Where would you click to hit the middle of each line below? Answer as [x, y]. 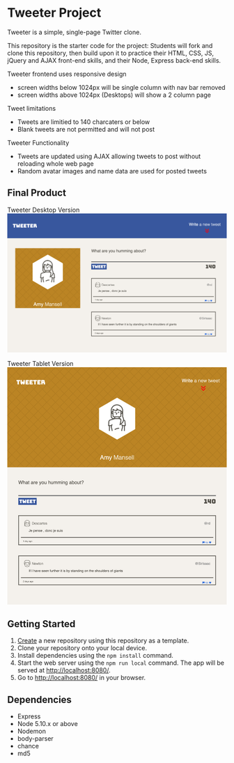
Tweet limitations [32, 108]
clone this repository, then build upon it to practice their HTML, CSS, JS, [111, 53]
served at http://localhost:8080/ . [64, 670]
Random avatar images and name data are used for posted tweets [112, 171]
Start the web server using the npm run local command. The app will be [121, 663]
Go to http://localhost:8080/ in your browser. [81, 678]
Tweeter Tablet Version [40, 364]
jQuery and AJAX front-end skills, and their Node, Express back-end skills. [114, 60]
